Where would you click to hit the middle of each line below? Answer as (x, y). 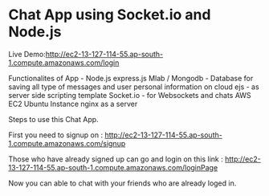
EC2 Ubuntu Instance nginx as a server (73, 104)
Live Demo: (27, 54)
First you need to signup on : (55, 135)
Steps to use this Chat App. (53, 119)
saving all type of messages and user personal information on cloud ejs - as (134, 87)
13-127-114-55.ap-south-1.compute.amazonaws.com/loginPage (113, 167)
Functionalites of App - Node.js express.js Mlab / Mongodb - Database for (131, 78)
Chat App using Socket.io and (110, 15)
